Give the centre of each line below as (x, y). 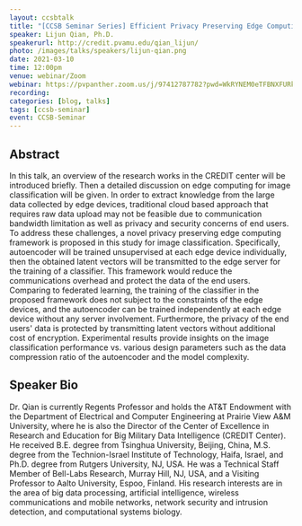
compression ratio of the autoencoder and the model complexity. (129, 356)
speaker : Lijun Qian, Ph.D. (62, 34)
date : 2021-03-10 (42, 59)
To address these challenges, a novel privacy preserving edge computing (145, 232)
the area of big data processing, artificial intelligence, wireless (124, 492)
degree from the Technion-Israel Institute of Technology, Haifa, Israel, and (147, 454)
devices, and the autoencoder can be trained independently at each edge (145, 309)
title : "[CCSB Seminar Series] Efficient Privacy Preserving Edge (136, 26)
